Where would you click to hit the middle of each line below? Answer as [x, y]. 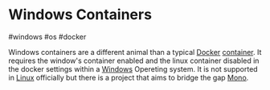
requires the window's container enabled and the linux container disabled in [134, 61]
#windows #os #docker [47, 37]
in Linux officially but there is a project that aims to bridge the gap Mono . [129, 77]
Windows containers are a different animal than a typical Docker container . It [135, 52]
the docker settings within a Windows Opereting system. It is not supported [133, 68]
